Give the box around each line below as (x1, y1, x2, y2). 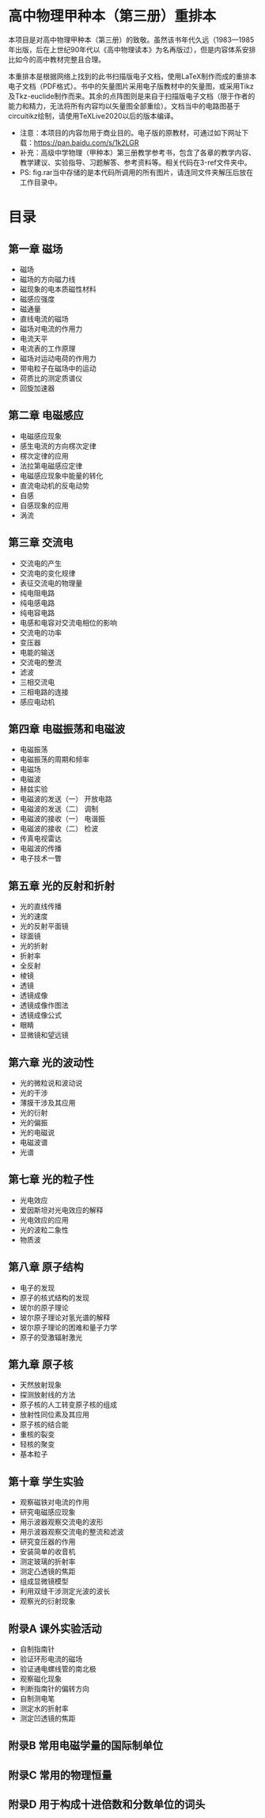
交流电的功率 (19, 627, 62, 637)
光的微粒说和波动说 (19, 1078, 83, 1087)
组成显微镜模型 (19, 1576, 69, 1586)
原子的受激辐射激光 (19, 1332, 83, 1342)
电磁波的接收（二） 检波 (19, 824, 99, 834)
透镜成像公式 (19, 1010, 62, 1020)
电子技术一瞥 (19, 854, 62, 863)
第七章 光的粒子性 (8, 1173, 94, 1186)
